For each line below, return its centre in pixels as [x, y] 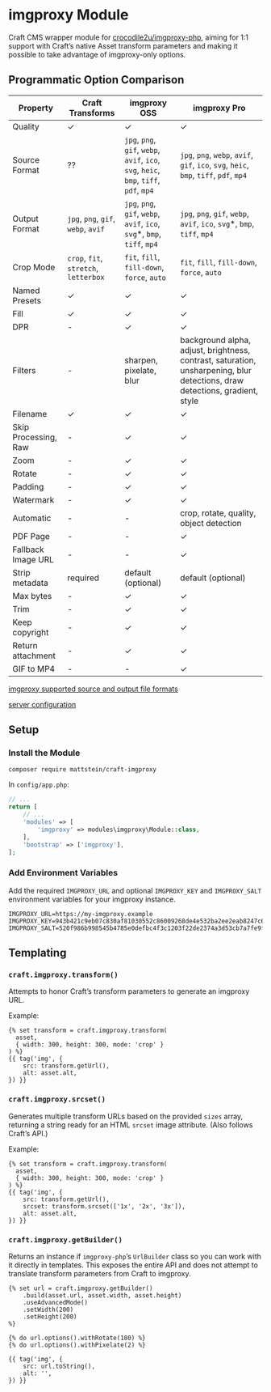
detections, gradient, [219, 390]
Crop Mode [34, 267]
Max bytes [32, 596]
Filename [30, 414]
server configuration [42, 704]
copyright [31, 632]
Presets [27, 300]
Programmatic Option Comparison [96, 80]
